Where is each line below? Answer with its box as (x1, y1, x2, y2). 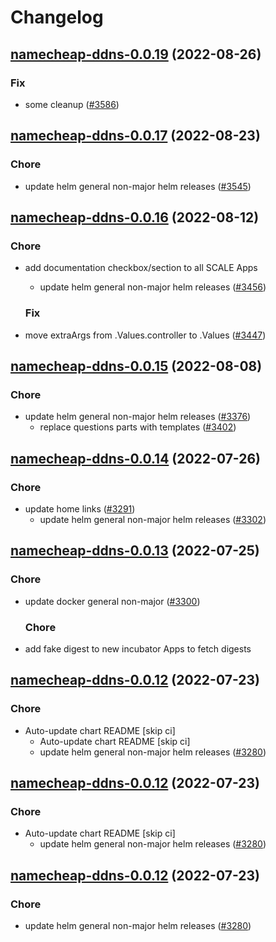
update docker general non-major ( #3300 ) (24, 595, 201, 607)
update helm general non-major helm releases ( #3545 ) (24, 180, 252, 192)
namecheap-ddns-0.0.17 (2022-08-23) (10, 127, 261, 145)
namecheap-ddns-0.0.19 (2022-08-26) (10, 46, 262, 63)
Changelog (10, 6, 104, 29)
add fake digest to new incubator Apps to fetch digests (24, 642, 252, 655)
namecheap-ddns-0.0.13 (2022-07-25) (10, 542, 260, 560)
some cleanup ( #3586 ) (24, 98, 120, 110)
